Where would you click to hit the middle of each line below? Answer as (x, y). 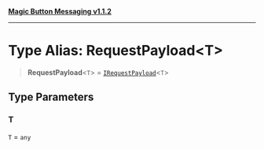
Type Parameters (51, 97)
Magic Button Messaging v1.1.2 (60, 11)
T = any (20, 136)
